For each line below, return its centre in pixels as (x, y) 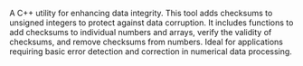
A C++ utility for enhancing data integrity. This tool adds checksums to (141, 13)
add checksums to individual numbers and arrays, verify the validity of (141, 32)
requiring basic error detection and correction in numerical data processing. (151, 52)
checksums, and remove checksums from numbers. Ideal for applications (146, 42)
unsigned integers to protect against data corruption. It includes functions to (151, 23)
